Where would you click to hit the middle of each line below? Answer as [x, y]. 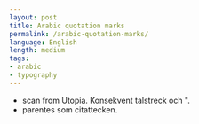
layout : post [33, 17]
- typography [33, 75]
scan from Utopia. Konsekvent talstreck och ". [106, 100]
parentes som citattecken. [70, 109]
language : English [43, 42]
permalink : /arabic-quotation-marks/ [79, 34]
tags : [19, 58]
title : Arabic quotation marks [67, 26]
